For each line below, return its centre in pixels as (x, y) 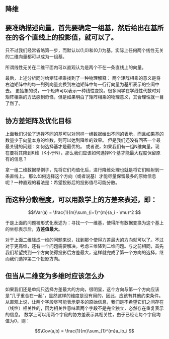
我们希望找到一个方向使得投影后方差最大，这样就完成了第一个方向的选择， (82, 252)
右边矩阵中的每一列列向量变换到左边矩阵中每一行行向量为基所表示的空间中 (82, 84)
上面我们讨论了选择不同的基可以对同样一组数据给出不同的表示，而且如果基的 (84, 134)
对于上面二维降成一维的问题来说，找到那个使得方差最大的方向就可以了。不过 (84, 240)
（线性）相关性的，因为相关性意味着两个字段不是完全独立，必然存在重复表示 (84, 308)
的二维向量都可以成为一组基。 (36, 56)
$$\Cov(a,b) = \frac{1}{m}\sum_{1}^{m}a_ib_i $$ (84, 331)
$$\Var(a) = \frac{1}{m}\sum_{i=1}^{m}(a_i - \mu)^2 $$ (84, 212)
